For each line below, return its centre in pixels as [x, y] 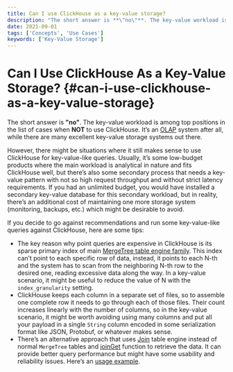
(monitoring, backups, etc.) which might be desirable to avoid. [96, 209]
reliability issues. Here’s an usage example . [79, 362]
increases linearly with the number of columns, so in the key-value [112, 310]
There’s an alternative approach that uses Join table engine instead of [117, 339]
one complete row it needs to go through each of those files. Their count [121, 303]
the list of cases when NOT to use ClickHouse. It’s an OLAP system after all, [115, 130]
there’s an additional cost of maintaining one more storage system [102, 202]
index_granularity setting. [55, 287]
